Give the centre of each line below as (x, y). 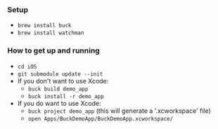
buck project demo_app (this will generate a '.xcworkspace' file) (119, 111)
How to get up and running (53, 50)
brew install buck (44, 26)
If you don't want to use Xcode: (63, 81)
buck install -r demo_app (66, 96)
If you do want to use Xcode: (59, 103)
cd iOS (27, 67)
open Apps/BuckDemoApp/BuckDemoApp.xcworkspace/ (101, 118)
